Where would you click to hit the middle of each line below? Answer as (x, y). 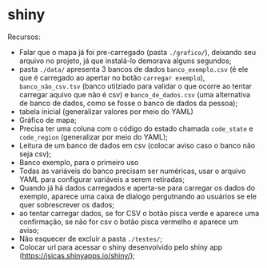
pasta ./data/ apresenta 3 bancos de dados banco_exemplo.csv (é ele (133, 69)
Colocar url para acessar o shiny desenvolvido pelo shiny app (121, 247)
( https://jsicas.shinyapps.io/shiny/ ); (77, 255)
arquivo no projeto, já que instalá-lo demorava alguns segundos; (125, 61)
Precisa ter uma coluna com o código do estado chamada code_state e (136, 128)
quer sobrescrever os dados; (67, 204)
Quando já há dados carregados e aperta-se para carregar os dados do (137, 187)
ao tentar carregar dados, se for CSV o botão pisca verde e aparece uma (139, 213)
